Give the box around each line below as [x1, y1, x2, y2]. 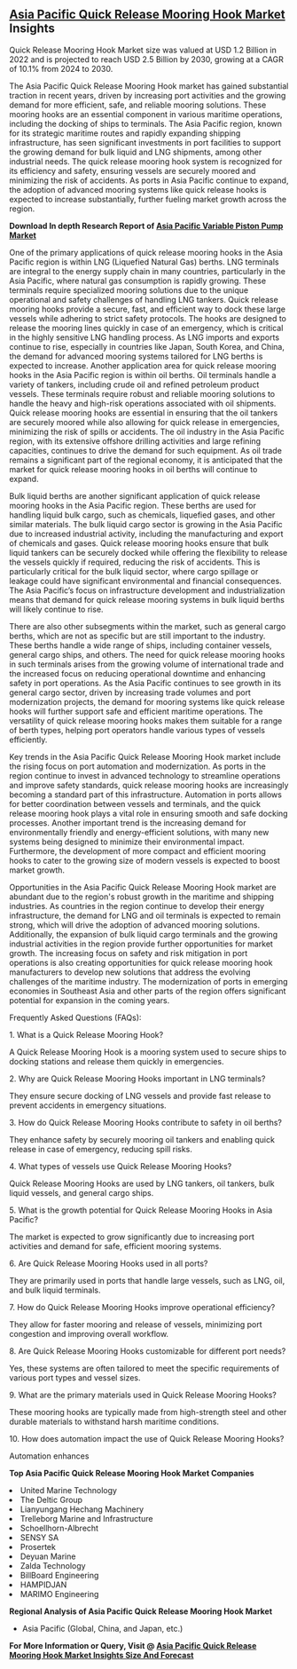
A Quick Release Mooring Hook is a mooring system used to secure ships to [9, 1047, 286, 1057]
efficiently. [9, 734, 48, 745]
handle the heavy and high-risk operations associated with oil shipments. [9, 398, 277, 408]
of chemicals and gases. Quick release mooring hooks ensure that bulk [9, 537, 269, 549]
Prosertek [20, 1541, 56, 1552]
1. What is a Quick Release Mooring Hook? [9, 1029, 164, 1040]
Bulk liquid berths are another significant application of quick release [9, 490, 261, 501]
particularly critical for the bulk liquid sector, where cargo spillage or [9, 566, 259, 576]
